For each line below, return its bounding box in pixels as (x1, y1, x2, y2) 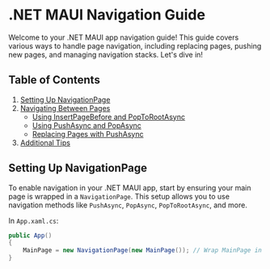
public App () (8, 231, 53, 240)
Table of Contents (8, 73, 101, 87)
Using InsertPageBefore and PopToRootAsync (32, 112, 186, 122)
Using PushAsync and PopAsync (32, 120, 141, 130)
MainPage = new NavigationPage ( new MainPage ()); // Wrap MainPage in (23, 246, 263, 254)
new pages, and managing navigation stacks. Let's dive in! (8, 49, 204, 59)
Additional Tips (19, 138, 71, 147)
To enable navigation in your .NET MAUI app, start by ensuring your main (8, 182, 251, 192)
